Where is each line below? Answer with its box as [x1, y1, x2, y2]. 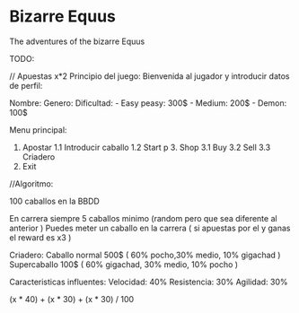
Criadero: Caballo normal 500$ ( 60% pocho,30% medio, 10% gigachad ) [9, 249, 281, 260]
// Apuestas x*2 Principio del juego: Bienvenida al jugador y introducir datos [9, 70, 290, 82]
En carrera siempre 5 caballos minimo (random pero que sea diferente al [9, 213, 277, 223]
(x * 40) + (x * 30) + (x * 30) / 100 [9, 293, 135, 304]
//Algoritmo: [9, 178, 54, 189]
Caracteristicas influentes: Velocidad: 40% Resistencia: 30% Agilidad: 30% [9, 276, 289, 287]
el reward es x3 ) [9, 231, 72, 243]
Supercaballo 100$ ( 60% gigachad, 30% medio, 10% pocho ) [9, 258, 239, 270]
